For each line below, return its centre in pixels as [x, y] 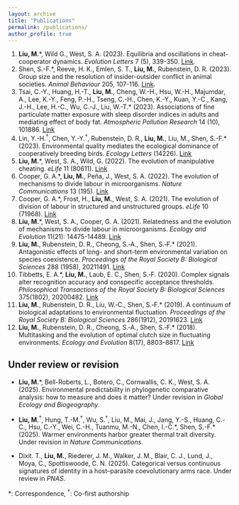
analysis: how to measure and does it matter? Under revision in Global [121, 397]
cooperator [35, 62]
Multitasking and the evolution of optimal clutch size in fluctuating [115, 334]
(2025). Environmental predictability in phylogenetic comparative [113, 389]
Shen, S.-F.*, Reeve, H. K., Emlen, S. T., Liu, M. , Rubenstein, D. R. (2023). [125, 69]
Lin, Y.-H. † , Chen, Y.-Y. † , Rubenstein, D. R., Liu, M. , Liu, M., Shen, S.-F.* [123, 138]
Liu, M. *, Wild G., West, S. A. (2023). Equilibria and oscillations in [113, 54]
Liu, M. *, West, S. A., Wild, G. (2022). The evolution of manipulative [116, 161]
